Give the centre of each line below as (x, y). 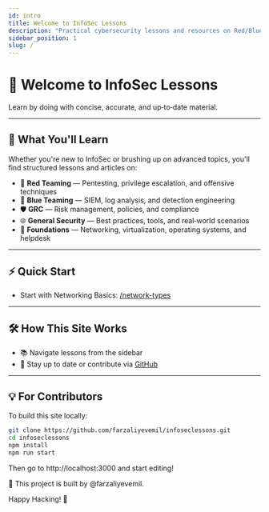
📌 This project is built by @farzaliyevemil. (76, 483)
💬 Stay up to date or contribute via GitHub (89, 364)
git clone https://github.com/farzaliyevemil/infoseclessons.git (119, 430)
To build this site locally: (48, 416)
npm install (28, 446)
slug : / (21, 46)
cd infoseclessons (39, 438)
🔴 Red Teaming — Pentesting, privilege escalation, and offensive (127, 183)
